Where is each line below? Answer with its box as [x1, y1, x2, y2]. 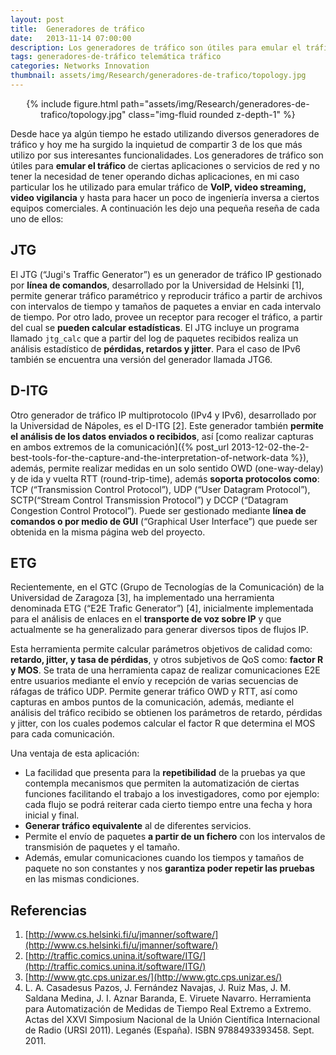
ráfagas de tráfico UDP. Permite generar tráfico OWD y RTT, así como [10, 686, 298, 698]
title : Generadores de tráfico [10, 24, 145, 34]
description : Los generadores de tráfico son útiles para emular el [10, 42, 302, 53]
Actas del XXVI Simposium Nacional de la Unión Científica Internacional [24, 1014, 320, 1026]
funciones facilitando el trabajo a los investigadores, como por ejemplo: [24, 788, 320, 800]
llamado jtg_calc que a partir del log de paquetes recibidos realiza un [10, 332, 299, 344]
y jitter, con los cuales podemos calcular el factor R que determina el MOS [10, 717, 316, 730]
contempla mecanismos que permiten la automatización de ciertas [24, 777, 300, 790]
